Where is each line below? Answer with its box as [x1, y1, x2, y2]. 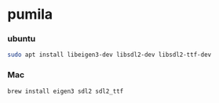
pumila [7, 5, 53, 23]
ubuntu [7, 34, 36, 44]
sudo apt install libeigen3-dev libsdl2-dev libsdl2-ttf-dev [7, 51, 212, 59]
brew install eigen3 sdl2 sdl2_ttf [7, 87, 124, 95]
